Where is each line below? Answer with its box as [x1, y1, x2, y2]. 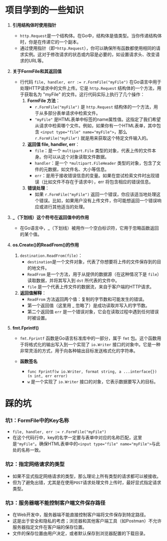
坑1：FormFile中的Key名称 [5, 417, 69, 424]
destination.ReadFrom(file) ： [19, 252, 83, 258]
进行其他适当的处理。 [43, 203, 88, 210]
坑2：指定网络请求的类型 [5, 461, 65, 468]
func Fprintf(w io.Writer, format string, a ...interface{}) [27, 369, 157, 374]
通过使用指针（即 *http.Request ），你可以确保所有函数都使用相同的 [19, 45, 156, 51]
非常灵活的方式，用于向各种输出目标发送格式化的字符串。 [19, 348, 138, 354]
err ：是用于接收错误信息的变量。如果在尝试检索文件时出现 [34, 172, 156, 178]
